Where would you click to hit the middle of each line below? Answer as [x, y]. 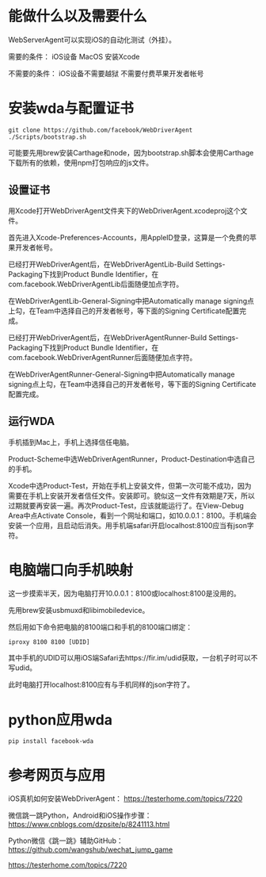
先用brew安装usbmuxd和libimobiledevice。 [79, 611]
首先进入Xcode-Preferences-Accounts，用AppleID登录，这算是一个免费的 [129, 237]
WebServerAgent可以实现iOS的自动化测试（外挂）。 [92, 40]
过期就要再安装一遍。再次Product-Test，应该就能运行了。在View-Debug [126, 505]
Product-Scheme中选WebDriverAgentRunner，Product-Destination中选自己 [131, 459]
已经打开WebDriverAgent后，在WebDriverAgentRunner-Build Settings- [123, 337]
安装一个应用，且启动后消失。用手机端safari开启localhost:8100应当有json [128, 525]
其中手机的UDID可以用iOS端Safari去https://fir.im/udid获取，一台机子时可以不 [133, 658]
